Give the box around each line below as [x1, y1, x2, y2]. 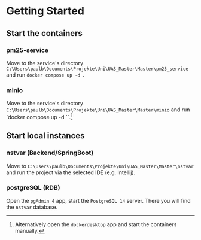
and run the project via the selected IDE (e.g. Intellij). [6, 169, 136, 176]
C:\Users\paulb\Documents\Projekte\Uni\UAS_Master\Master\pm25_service [6, 66, 188, 72]
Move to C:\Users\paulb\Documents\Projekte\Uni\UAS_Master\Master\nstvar [6, 162, 194, 169]
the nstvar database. [6, 203, 58, 211]
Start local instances [6, 130, 85, 141]
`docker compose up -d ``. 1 [6, 113, 73, 120]
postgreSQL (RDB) [6, 184, 60, 192]
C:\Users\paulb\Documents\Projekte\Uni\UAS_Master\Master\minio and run [6, 106, 190, 113]
